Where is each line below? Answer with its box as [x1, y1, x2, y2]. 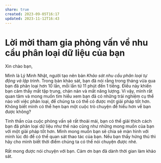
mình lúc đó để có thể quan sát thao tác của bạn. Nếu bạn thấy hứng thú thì [5, 134, 156, 140]
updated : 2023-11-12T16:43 [5, 16, 60, 21]
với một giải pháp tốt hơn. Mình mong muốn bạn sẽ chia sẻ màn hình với [5, 129, 149, 134]
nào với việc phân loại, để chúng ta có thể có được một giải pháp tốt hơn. [5, 98, 151, 104]
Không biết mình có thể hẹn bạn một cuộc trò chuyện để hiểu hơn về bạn [5, 104, 151, 110]
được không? [5, 109, 32, 114]
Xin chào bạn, [5, 64, 33, 69]
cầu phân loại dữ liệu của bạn [5, 47, 125, 58]
